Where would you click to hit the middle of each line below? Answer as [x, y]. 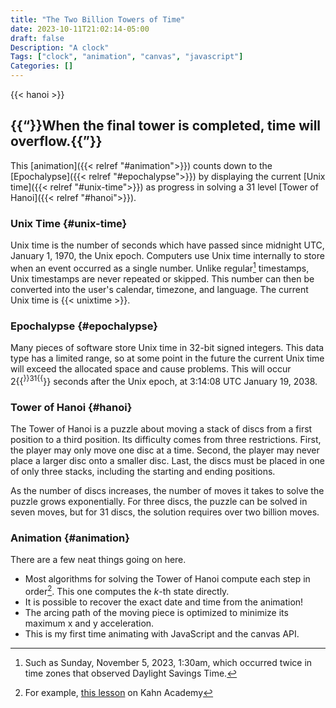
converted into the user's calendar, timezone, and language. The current [159, 289]
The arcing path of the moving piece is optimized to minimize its [156, 612]
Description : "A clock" [60, 47]
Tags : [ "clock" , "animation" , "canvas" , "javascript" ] [127, 57]
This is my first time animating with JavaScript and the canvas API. [162, 633]
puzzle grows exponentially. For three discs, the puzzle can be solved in [159, 502]
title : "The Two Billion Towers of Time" [98, 19]
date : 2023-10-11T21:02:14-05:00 [80, 29]
